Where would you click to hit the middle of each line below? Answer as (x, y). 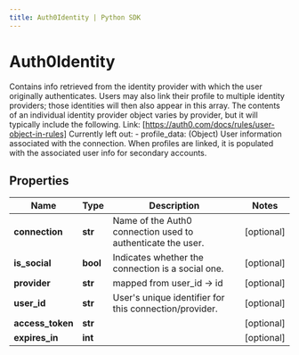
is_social (32, 263)
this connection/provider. (165, 309)
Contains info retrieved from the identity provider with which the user (136, 87)
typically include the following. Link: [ (77, 124)
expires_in (36, 338)
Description (174, 206)
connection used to (153, 232)
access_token (44, 324)
